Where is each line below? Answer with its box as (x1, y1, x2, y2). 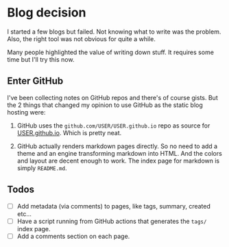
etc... (16, 209, 32, 217)
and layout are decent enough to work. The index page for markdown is (16, 156, 220, 165)
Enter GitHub (7, 75, 64, 87)
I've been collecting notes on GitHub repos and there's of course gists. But (7, 93, 218, 102)
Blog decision (7, 5, 86, 21)
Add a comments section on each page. (16, 232, 130, 240)
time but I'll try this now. (7, 55, 75, 63)
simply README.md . (16, 163, 67, 172)
